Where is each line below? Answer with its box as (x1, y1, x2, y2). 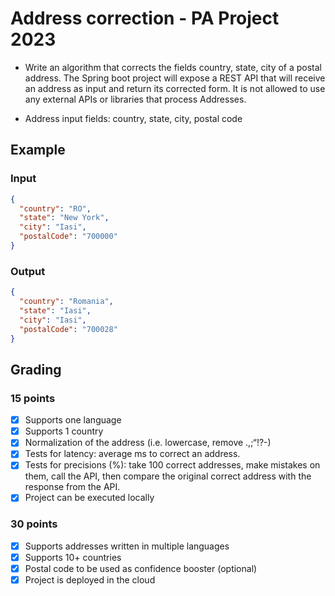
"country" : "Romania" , (19, 297, 114, 307)
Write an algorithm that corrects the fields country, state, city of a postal (24, 61, 323, 73)
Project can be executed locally (24, 492, 155, 504)
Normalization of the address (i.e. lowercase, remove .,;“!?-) (24, 437, 272, 449)
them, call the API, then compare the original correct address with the (24, 470, 312, 482)
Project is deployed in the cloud (24, 573, 156, 586)
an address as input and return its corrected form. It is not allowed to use (24, 82, 326, 94)
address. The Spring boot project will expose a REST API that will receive (24, 72, 326, 84)
